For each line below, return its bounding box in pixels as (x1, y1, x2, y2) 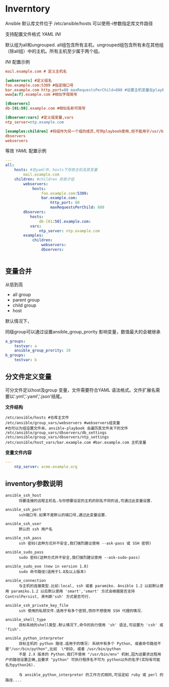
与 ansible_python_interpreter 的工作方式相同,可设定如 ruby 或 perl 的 (18, 672, 163, 677)
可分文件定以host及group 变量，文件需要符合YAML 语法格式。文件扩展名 (5, 387, 156, 393)
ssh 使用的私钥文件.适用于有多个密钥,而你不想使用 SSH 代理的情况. (18, 608, 143, 613)
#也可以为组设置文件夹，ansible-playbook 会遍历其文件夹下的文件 (5, 426, 128, 431)
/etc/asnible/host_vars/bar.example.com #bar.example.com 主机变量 (5, 440, 147, 445)
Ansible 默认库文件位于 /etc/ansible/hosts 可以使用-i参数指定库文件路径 (5, 20, 153, 26)
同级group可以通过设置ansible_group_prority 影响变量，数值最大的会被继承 (5, 328, 161, 334)
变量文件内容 (5, 449, 32, 455)
